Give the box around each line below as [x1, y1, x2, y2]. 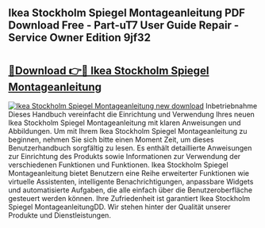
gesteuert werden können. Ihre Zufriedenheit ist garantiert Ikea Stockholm [8, 194, 251, 203]
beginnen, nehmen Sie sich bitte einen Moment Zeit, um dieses [8, 135, 214, 144]
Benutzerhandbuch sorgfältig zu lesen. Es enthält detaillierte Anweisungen [8, 143, 252, 153]
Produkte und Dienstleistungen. [8, 211, 111, 220]
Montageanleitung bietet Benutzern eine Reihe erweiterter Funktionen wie [8, 169, 250, 177]
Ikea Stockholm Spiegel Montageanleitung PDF [8, 6, 246, 20]
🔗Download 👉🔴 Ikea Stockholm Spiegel [8, 63, 209, 78]
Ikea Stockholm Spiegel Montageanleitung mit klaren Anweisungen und [8, 118, 241, 127]
